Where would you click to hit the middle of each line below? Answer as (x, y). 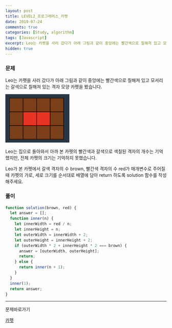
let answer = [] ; (28, 213)
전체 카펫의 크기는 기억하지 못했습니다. (59, 158)
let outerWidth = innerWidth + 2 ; (51, 235)
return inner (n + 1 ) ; (42, 267)
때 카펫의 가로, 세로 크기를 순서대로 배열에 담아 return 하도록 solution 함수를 (81, 175)
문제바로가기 (18, 310)
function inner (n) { (32, 219)
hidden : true (19, 49)
